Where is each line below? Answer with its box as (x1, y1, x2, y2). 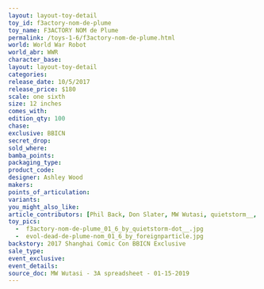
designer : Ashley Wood (8, 173, 83, 182)
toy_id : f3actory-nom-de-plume (8, 19, 112, 27)
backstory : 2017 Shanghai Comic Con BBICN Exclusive (8, 240, 186, 248)
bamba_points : (8, 151, 55, 159)
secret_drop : (8, 136, 52, 145)
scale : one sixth (8, 93, 66, 101)
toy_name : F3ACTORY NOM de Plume (8, 26, 119, 34)
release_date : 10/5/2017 (8, 78, 90, 86)
